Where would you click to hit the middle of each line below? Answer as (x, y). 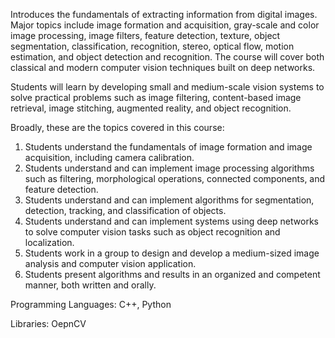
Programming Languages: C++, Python (91, 304)
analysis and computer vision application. (110, 263)
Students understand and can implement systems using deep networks (171, 221)
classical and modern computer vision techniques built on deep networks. (163, 67)
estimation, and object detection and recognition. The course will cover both (167, 57)
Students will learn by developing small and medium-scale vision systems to (167, 87)
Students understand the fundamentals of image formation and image (168, 147)
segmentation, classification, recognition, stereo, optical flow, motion (152, 46)
